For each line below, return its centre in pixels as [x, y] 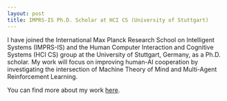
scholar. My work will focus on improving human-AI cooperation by [103, 62]
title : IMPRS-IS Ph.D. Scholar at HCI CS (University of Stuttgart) [108, 20]
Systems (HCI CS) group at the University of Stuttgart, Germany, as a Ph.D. [114, 54]
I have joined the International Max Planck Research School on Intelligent [111, 39]
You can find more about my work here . [64, 90]
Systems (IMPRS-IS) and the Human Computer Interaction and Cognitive [110, 47]
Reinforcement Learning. [43, 76]
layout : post [26, 13]
